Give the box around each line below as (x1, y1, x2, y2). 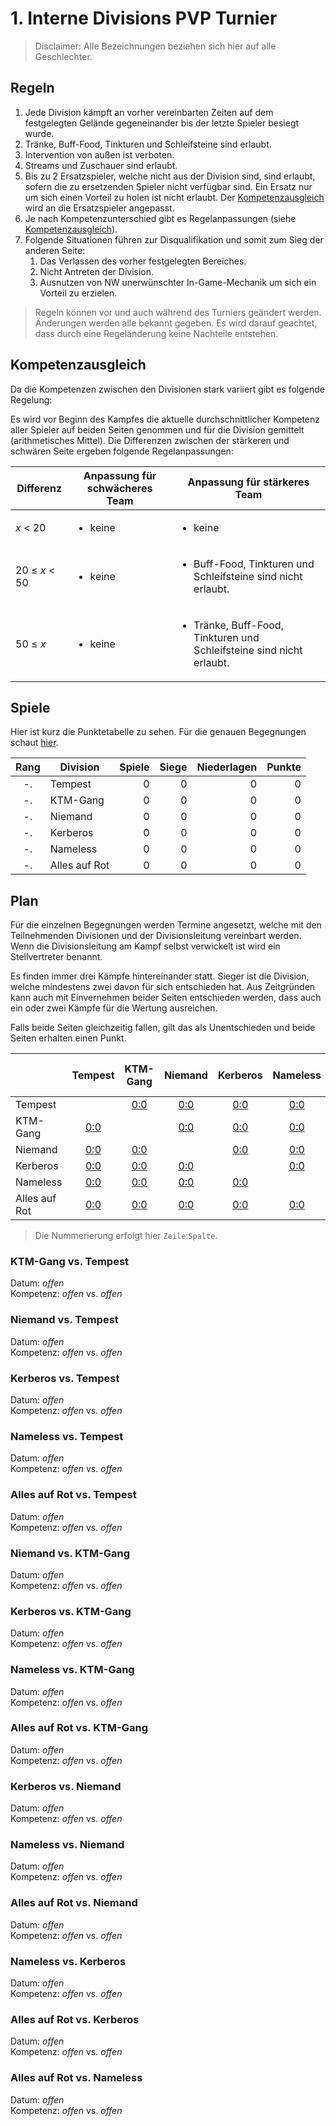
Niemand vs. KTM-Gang (10, 1546, 131, 1560)
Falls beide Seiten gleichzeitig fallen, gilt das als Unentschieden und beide (10, 1022, 316, 1034)
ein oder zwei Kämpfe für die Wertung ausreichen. (10, 1002, 218, 1014)
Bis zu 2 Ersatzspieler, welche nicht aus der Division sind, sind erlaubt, (24, 170, 316, 182)
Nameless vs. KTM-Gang (10, 1663, 135, 1677)
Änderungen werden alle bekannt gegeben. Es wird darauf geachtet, (34, 317, 318, 329)
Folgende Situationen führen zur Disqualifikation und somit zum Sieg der (24, 233, 324, 246)
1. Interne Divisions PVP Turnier (10, 7, 278, 30)
